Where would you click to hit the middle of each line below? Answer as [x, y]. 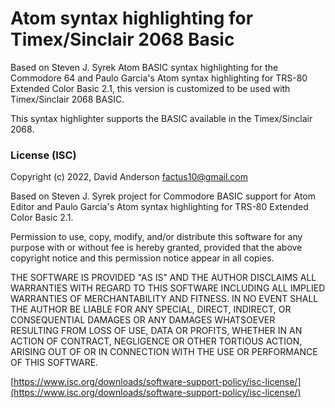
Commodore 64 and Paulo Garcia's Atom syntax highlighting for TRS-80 [159, 78]
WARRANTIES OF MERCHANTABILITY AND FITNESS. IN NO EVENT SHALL [164, 299]
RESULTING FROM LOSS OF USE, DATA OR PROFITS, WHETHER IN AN [156, 331]
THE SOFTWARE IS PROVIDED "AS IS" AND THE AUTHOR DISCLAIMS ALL [163, 278]
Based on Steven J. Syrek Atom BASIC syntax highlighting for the [144, 67]
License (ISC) [43, 155]
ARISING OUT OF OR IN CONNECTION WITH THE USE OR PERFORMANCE [164, 352]
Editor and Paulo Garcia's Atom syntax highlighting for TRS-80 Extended [159, 207]
